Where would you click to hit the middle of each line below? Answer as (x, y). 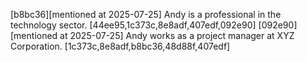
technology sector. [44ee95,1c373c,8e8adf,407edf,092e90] (133, 25)
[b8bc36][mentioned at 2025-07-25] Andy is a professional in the (146, 14)
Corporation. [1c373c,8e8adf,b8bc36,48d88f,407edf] (120, 46)
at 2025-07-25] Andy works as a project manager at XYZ (177, 35)
